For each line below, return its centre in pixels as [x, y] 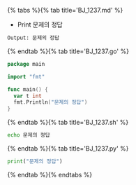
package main [26, 64]
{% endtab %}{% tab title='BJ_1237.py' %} [68, 149]
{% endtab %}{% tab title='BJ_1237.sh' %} [68, 123]
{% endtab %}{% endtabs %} [50, 174]
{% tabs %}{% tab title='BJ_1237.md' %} [65, 10]
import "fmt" [26, 76]
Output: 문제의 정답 [33, 38]
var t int [28, 96]
